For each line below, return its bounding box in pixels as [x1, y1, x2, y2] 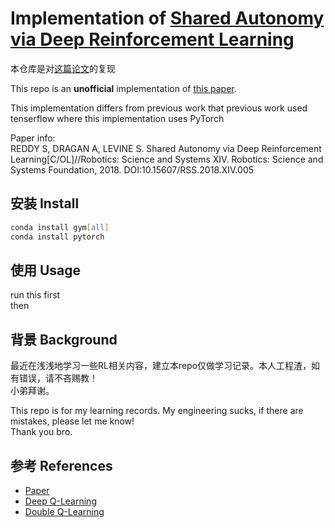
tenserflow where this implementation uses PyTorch [10, 112, 225, 124]
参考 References [10, 457, 113, 474]
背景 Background [10, 331, 118, 348]
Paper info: [10, 132, 56, 144]
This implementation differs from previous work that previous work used [10, 102, 308, 114]
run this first [10, 289, 61, 301]
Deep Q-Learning [24, 495, 97, 507]
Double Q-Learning [24, 505, 105, 517]
